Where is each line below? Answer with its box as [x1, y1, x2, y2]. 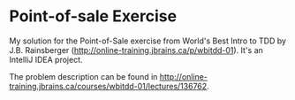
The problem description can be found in [9, 71, 158, 81]
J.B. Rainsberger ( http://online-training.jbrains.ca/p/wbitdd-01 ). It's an [9, 44, 263, 55]
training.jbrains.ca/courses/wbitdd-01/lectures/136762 [9, 81, 208, 91]
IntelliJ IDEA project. [9, 54, 83, 65]
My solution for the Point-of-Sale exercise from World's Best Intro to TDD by [9, 35, 287, 46]
